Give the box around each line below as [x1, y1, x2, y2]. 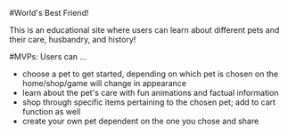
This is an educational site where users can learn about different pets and [9, 25, 280, 35]
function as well [21, 107, 81, 116]
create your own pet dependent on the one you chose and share [21, 115, 259, 126]
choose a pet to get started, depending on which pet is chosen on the [21, 68, 279, 79]
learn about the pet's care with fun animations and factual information [21, 88, 279, 98]
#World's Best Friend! [9, 8, 89, 18]
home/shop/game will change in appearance [21, 78, 187, 88]
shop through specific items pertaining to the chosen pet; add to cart [21, 97, 276, 107]
